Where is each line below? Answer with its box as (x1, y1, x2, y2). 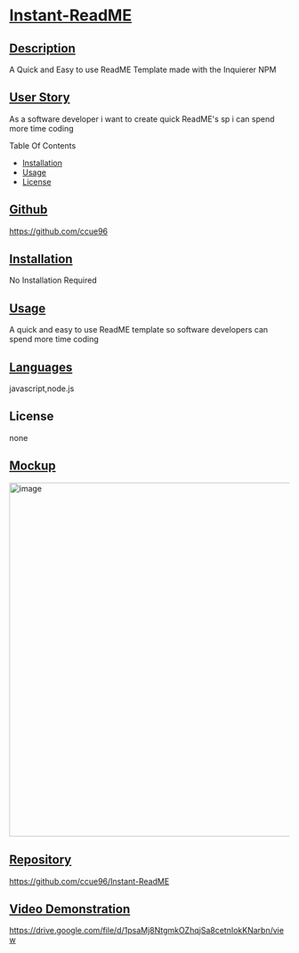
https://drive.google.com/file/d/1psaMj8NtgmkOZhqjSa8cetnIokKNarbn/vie (9, 925, 285, 936)
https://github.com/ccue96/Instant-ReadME (9, 876, 170, 886)
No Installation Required (9, 275, 98, 285)
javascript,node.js (9, 383, 75, 394)
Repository (9, 853, 72, 868)
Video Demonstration (9, 901, 131, 917)
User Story (9, 90, 70, 105)
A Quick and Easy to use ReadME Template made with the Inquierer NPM (9, 64, 277, 75)
